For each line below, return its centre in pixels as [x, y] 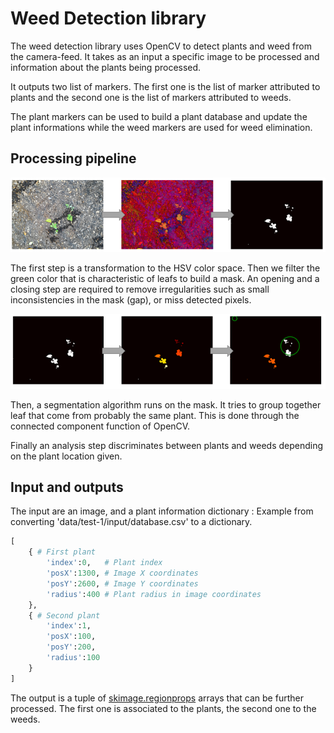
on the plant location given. [66, 456]
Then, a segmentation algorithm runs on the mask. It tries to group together [166, 404]
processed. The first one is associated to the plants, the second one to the [163, 708]
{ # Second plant [64, 615]
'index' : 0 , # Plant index [104, 563]
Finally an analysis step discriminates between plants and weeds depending [167, 445]
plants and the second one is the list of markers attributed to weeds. [151, 97]
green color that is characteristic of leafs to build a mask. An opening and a [165, 278]
